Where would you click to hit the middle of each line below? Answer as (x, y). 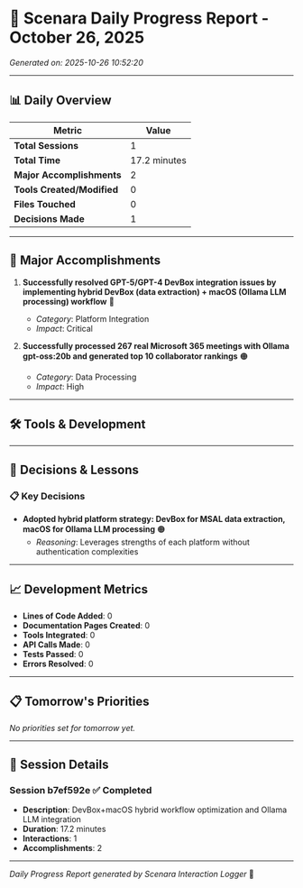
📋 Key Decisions (47, 496)
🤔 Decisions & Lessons (74, 469)
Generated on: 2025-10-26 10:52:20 (77, 62)
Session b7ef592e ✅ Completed (81, 790)
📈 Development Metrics (79, 590)
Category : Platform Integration (92, 318)
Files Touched (45, 204)
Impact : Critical (64, 328)
